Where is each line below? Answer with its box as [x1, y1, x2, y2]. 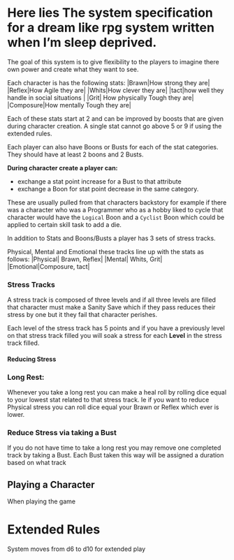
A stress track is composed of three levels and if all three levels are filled [7, 295, 217, 304]
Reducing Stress [7, 355, 57, 363]
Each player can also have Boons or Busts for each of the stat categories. [7, 142, 219, 151]
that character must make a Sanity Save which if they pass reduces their [7, 303, 216, 311]
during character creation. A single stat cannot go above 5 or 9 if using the [7, 121, 222, 130]
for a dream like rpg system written [7, 20, 215, 36]
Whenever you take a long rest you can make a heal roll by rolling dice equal [7, 388, 227, 397]
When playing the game [7, 497, 75, 506]
